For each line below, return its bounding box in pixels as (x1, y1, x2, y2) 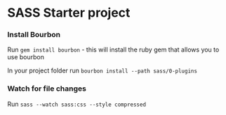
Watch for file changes (7, 84, 86, 93)
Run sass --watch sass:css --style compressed (7, 100, 146, 108)
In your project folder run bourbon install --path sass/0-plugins (7, 66, 198, 75)
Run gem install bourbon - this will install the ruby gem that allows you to (7, 45, 220, 54)
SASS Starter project (7, 5, 131, 21)
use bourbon (7, 53, 44, 61)
